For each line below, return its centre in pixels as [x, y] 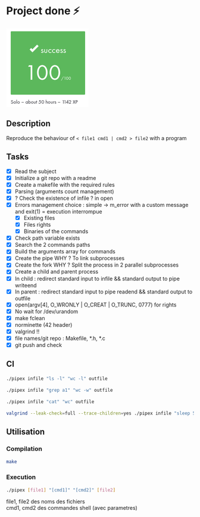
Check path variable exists [47, 238]
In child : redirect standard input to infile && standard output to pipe [97, 278]
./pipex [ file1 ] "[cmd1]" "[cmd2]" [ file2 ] [61, 490]
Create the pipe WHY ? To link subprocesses [70, 258]
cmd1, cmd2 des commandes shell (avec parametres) [72, 508]
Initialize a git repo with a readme [55, 178]
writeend [26, 285]
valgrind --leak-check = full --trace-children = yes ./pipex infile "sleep [98, 413]
